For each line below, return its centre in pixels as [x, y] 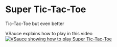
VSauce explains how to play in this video [49, 33]
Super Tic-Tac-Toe [46, 9]
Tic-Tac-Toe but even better [35, 24]
